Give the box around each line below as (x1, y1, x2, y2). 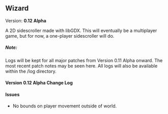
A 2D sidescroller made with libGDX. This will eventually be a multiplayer (5, 27, 157, 34)
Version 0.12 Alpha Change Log (5, 80, 73, 86)
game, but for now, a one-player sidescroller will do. (5, 33, 115, 39)
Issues (5, 91, 20, 97)
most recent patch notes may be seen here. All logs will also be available (5, 63, 158, 69)
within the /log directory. (5, 68, 57, 74)
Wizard (5, 4, 29, 13)
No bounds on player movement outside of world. (12, 103, 117, 109)
